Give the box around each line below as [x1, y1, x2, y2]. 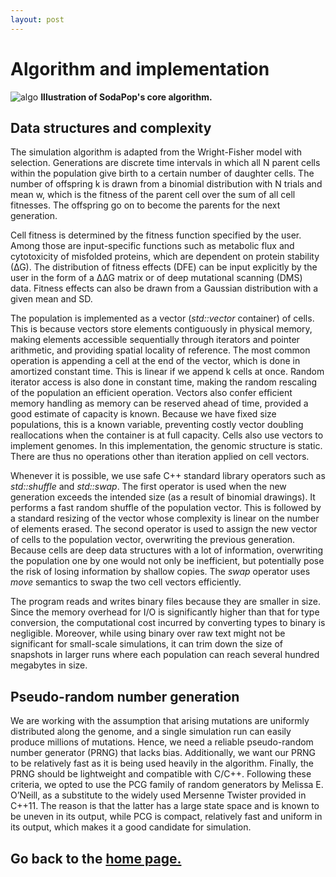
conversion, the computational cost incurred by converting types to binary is [10, 617, 326, 629]
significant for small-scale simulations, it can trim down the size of [10, 638, 283, 650]
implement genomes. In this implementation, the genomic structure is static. [10, 440, 323, 452]
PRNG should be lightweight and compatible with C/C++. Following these [10, 768, 312, 780]
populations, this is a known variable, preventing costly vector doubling [10, 419, 304, 431]
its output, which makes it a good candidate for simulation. [10, 821, 252, 833]
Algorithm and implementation [10, 57, 270, 80]
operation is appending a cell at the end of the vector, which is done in [10, 355, 301, 367]
